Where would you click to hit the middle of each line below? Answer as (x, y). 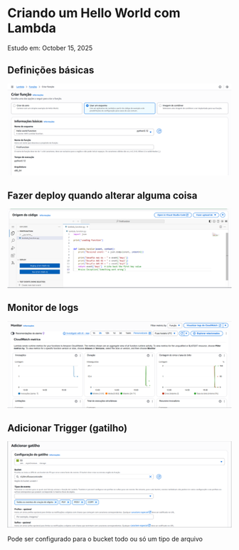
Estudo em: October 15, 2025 (50, 48)
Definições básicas (51, 70)
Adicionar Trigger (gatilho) (68, 428)
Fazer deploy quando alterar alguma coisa (102, 195)
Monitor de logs (43, 308)
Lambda (32, 28)
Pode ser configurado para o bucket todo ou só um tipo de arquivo (105, 539)
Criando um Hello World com (94, 13)
